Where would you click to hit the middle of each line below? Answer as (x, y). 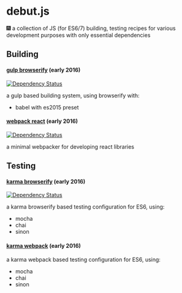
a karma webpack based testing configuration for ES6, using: (84, 259)
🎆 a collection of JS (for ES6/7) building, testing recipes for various (91, 28)
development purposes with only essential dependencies (78, 35)
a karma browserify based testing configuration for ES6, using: (85, 207)
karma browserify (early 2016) (46, 181)
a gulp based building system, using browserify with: (73, 95)
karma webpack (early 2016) (44, 245)
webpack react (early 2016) (42, 121)
